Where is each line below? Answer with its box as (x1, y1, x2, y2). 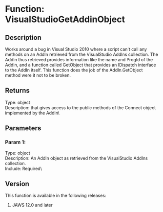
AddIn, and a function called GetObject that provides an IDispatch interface (5, 62, 156, 68)
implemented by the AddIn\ (5, 110, 60, 116)
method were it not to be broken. (5, 72, 71, 78)
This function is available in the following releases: (5, 192, 106, 199)
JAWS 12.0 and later (12, 202, 53, 208)
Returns (5, 87, 30, 95)
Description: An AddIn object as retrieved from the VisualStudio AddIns (5, 155, 148, 161)
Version (5, 180, 29, 188)
